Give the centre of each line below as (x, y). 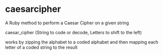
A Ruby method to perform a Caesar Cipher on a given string (67, 23)
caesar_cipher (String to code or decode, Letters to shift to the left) (74, 32)
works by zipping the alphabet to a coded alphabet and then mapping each (82, 42)
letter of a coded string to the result (41, 47)
